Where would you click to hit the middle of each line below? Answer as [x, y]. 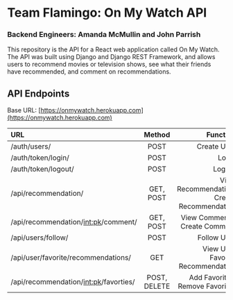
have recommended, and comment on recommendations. [89, 72]
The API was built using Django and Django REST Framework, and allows [111, 57]
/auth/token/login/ [40, 158]
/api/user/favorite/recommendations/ [71, 258]
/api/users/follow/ [40, 237]
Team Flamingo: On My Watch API [107, 13]
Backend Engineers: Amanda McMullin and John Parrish [104, 35]
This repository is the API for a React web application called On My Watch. [113, 49]
